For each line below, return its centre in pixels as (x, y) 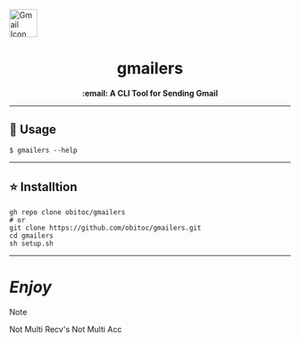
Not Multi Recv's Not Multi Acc (66, 329)
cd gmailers (31, 236)
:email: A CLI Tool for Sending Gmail (150, 93)
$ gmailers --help (43, 150)
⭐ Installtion (43, 187)
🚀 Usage (33, 130)
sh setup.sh (31, 243)
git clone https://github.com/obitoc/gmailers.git (105, 228)
